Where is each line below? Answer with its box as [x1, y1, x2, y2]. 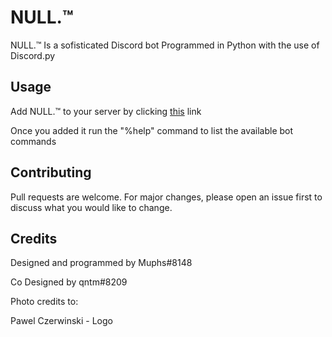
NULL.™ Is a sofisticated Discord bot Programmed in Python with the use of [10, 39, 320, 51]
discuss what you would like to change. [10, 201, 173, 213]
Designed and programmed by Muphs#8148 [10, 257, 193, 269]
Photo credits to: [10, 296, 79, 308]
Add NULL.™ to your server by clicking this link [10, 105, 202, 117]
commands [10, 135, 57, 147]
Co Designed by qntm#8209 [10, 276, 128, 288]
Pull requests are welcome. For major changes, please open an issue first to [10, 191, 323, 203]
